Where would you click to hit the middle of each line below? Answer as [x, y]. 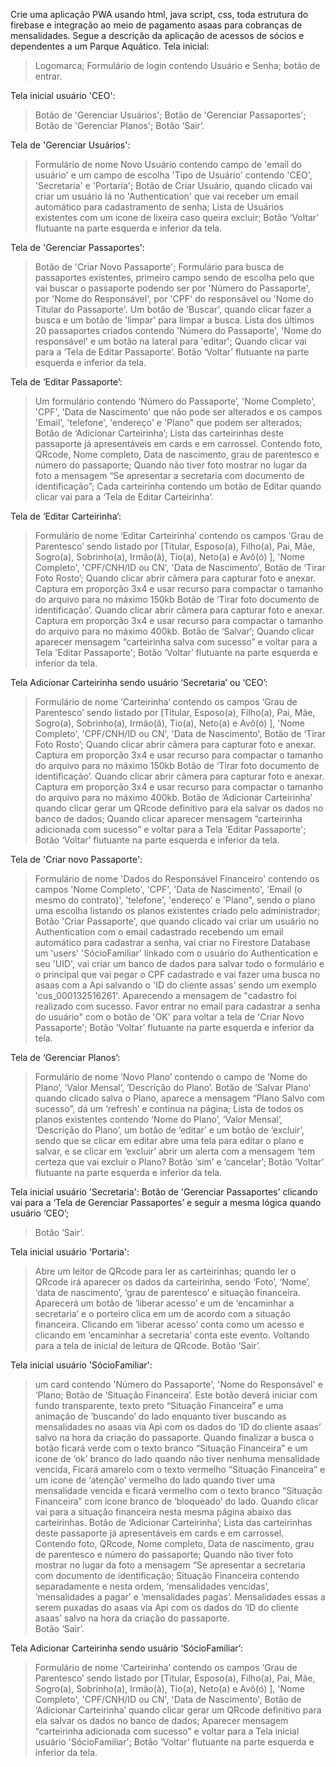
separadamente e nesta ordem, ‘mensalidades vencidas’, [152, 1586]
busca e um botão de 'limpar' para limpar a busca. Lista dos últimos [174, 320]
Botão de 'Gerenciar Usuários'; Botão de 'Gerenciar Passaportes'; [170, 115]
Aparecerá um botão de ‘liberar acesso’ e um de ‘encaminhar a [164, 1303]
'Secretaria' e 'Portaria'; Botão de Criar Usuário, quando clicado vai [173, 185]
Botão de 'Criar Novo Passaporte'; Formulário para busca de [159, 267]
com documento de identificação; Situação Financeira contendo [167, 1575]
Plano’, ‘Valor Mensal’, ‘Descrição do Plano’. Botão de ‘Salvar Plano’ [173, 1087]
